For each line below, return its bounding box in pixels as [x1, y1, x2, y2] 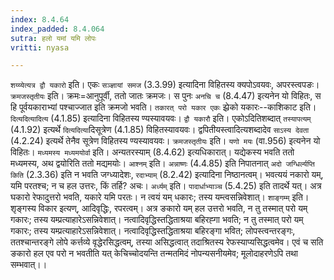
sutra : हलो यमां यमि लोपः [10, 33, 97, 43]
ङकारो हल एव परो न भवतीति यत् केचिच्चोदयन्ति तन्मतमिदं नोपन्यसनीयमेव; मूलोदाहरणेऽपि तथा [10, 247, 298, 260]
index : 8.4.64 [10, 14, 70, 25]
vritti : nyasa [10, 42, 70, 53]
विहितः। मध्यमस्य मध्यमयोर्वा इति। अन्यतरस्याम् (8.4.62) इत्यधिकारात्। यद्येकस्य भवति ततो [10, 146, 295, 158]
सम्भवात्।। [10, 259, 48, 271]
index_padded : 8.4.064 [10, 24, 105, 34]
